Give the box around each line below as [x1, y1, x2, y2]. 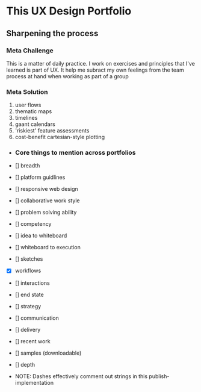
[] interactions [14, 279, 50, 287]
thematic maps [14, 108, 52, 115]
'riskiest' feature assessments [14, 127, 90, 134]
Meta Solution [6, 87, 48, 96]
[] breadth [14, 162, 40, 169]
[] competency [14, 220, 52, 228]
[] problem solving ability [14, 209, 77, 216]
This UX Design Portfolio [6, 4, 132, 18]
